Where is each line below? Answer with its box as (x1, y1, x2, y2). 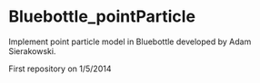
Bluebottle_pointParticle (8, 6, 196, 27)
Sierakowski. (8, 45, 56, 56)
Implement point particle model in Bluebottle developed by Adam (8, 36, 252, 47)
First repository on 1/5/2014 (8, 63, 112, 74)
